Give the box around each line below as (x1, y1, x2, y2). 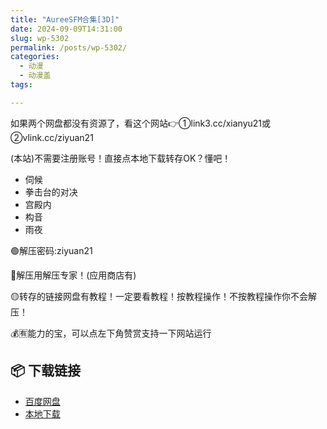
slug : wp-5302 (10, 33, 70, 43)
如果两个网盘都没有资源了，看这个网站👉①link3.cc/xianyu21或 (10, 117, 272, 129)
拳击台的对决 (24, 186, 78, 198)
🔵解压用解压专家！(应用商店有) (10, 269, 137, 281)
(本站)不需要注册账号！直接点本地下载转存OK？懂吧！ (10, 152, 232, 164)
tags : (10, 80, 33, 90)
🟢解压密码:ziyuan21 (10, 244, 93, 256)
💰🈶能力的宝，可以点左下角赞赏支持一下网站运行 (10, 327, 212, 339)
